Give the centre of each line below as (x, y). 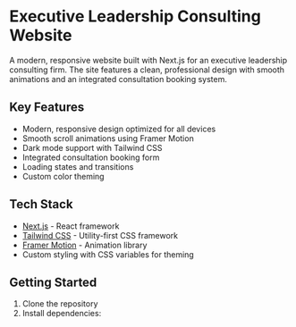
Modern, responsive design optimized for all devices (119, 129)
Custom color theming (63, 176)
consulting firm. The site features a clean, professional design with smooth (147, 70)
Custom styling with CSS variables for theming (108, 254)
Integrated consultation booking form (91, 157)
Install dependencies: (62, 314)
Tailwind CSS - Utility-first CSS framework (100, 235)
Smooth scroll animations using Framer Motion (108, 138)
